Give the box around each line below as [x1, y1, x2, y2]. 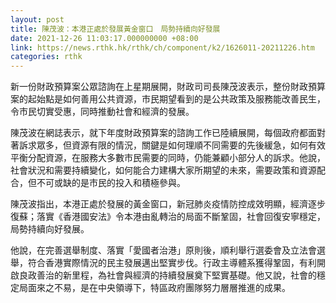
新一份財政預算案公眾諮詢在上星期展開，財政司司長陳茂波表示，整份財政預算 [10, 81, 326, 93]
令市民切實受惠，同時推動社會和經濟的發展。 [10, 106, 195, 118]
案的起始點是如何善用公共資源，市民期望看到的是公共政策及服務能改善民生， [10, 93, 326, 105]
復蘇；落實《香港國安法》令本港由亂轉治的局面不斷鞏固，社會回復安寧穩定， [10, 211, 326, 223]
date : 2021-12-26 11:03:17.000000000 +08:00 [10, 33, 199, 43]
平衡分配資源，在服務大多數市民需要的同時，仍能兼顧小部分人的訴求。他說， [10, 152, 326, 164]
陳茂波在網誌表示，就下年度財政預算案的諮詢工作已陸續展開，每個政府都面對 [10, 127, 326, 139]
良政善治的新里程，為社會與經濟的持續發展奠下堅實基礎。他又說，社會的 [18, 269, 317, 281]
